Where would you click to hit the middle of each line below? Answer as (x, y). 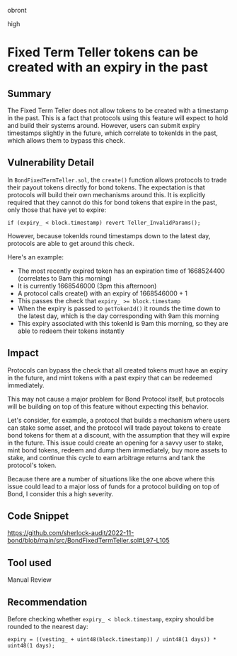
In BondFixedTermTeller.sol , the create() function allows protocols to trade (117, 180)
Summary (29, 94)
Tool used (29, 562)
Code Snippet (38, 516)
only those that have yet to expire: (57, 210)
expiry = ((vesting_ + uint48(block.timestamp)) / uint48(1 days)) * (112, 640)
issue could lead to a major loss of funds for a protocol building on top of (114, 486)
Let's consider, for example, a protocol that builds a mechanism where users (119, 420)
